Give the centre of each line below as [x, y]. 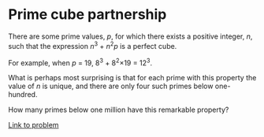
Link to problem [33, 125]
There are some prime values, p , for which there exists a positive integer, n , [130, 36]
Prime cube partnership [87, 15]
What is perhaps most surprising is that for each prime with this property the [132, 78]
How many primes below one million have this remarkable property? [119, 110]
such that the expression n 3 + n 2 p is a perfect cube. [93, 45]
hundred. [23, 94]
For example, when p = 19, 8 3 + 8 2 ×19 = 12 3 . [80, 62]
